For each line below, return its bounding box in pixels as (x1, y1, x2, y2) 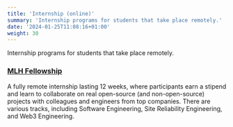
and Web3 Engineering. (7, 112, 74, 120)
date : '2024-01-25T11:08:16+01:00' (7, 23, 111, 30)
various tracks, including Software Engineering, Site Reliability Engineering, (7, 104, 223, 112)
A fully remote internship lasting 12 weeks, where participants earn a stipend (7, 82, 227, 91)
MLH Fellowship (7, 66, 63, 76)
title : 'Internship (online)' (7, 10, 95, 17)
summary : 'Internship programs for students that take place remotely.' (7, 17, 223, 24)
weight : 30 (7, 29, 39, 37)
